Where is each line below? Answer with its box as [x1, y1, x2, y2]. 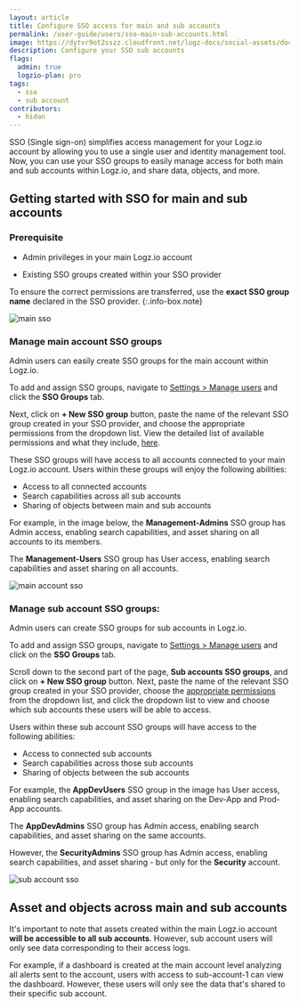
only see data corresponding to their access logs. [9, 943, 191, 954]
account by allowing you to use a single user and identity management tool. [9, 146, 287, 157]
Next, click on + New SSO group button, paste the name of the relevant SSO [9, 409, 289, 419]
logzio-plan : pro [17, 71, 82, 80]
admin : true [17, 63, 62, 72]
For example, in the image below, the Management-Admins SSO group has [9, 517, 287, 528]
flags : [9, 54, 34, 63]
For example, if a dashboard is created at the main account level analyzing [9, 960, 282, 970]
